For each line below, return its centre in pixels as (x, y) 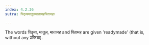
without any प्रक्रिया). (24, 37)
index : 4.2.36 (20, 9)
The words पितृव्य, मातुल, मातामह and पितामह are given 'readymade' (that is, (75, 32)
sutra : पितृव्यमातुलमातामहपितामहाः (30, 14)
